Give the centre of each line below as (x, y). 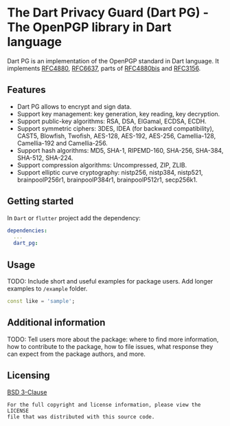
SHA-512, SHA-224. (45, 158)
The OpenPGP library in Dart (89, 27)
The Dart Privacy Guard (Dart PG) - (108, 13)
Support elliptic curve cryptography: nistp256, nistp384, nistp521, (110, 172)
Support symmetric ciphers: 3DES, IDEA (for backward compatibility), (115, 128)
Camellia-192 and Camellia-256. (62, 143)
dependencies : (27, 231)
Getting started (41, 201)
